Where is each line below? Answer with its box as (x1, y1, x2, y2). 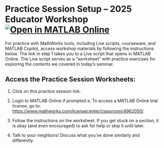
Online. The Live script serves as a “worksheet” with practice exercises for (5, 56, 156, 62)
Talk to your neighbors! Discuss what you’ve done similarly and (12, 132, 140, 138)
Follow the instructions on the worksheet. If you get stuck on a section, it (12, 117, 159, 123)
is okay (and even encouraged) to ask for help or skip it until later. (12, 123, 145, 128)
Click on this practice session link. (12, 88, 81, 94)
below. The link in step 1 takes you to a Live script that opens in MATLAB (5, 50, 151, 57)
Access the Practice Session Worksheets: (5, 75, 136, 84)
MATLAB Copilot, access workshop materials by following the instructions (5, 45, 154, 51)
